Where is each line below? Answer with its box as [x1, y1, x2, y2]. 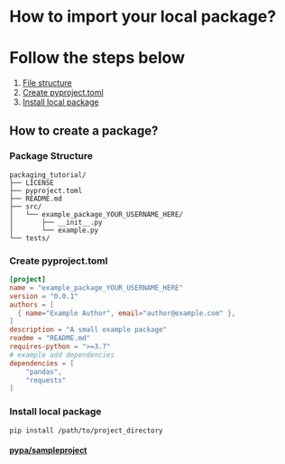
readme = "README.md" [9, 334, 91, 343]
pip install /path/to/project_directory [9, 426, 164, 435]
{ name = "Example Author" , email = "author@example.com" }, [17, 309, 236, 318]
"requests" [25, 376, 67, 385]
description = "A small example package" [9, 325, 168, 335]
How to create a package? [9, 123, 159, 138]
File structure [22, 78, 72, 88]
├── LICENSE [9, 178, 54, 187]
